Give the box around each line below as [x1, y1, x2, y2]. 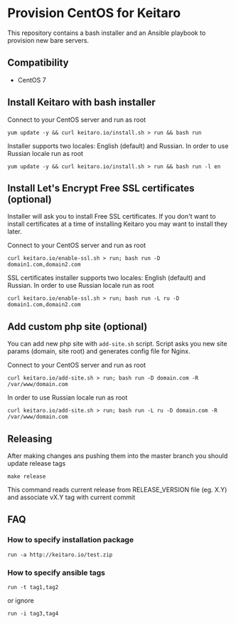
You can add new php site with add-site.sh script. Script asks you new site [7, 340, 227, 348]
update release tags [7, 459, 66, 467]
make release [7, 473, 46, 480]
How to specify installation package [7, 535, 134, 545]
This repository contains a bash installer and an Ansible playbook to [7, 28, 206, 37]
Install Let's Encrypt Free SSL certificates [7, 182, 195, 194]
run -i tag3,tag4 [7, 610, 59, 617]
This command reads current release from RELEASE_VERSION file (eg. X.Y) [7, 486, 227, 494]
